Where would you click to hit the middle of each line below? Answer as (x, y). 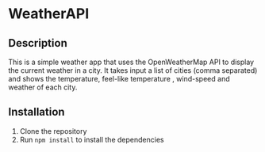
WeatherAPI (49, 14)
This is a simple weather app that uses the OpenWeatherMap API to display (131, 62)
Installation (36, 112)
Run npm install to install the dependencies (92, 139)
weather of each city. (43, 87)
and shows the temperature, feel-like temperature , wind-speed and (119, 79)
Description (38, 43)
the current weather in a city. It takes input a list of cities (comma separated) (133, 70)
